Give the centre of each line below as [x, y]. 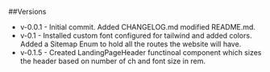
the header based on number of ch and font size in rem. [112, 61]
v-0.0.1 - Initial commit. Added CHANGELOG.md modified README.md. [138, 27]
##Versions [27, 12]
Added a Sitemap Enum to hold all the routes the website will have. [131, 44]
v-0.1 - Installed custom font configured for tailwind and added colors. [136, 36]
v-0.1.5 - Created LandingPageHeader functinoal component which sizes [141, 52]
